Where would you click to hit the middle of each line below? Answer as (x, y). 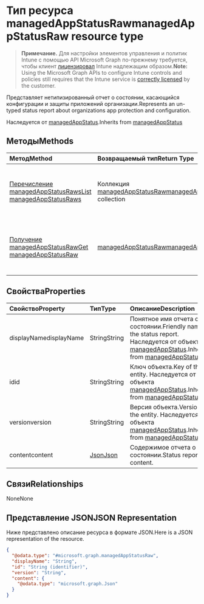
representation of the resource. (45, 539)
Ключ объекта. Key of (161, 367)
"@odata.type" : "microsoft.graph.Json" (68, 584)
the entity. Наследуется (164, 414)
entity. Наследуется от (163, 374)
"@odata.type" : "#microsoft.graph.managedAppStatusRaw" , (85, 556)
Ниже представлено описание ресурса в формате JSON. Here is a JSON (100, 532)
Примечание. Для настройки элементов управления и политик (104, 53)
